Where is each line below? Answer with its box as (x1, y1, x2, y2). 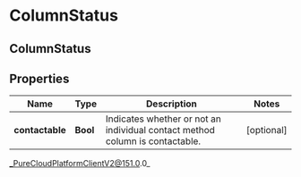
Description (146, 97, 197, 110)
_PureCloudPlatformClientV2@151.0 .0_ (9, 158, 150, 169)
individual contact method (105, 124, 215, 137)
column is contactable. (105, 135, 202, 147)
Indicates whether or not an (105, 113, 221, 125)
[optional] (245, 124, 288, 137)
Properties (9, 71, 70, 86)
